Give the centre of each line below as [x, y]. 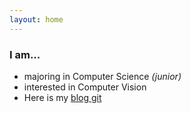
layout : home [36, 19]
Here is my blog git [62, 97]
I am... [25, 54]
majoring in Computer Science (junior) [102, 76]
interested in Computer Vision [85, 87]
